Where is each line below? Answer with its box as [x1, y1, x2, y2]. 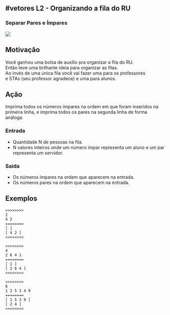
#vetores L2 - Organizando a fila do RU [5, 4, 131, 13]
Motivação [5, 45, 40, 54]
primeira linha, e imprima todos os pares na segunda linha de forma [5, 109, 148, 115]
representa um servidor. [12, 150, 64, 156]
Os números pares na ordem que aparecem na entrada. [12, 179, 130, 185]
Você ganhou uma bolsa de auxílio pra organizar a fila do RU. [5, 59, 134, 65]
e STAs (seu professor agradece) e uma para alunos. [5, 75, 116, 81]
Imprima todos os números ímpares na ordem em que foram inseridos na [5, 104, 159, 110]
